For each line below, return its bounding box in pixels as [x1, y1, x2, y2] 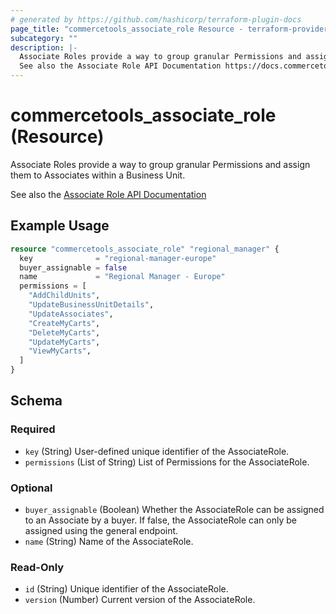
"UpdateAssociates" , [28, 309, 114, 319]
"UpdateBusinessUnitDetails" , [28, 300, 155, 310]
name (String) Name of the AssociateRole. [24, 535, 194, 547]
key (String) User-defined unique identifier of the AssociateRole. [24, 445, 290, 457]
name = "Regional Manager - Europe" [19, 272, 226, 282]
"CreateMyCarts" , [28, 318, 101, 328]
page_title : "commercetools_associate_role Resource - [10, 24, 244, 34]
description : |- [10, 42, 78, 53]
